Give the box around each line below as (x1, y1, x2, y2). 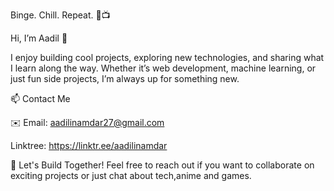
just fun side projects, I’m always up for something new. (10, 73, 240, 84)
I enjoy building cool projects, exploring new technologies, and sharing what (10, 52, 325, 63)
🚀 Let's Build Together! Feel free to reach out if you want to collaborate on (10, 159, 315, 171)
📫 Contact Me (10, 93, 71, 104)
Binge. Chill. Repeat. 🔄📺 (10, 9, 111, 21)
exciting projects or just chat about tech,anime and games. (10, 170, 252, 181)
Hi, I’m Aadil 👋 (10, 32, 68, 44)
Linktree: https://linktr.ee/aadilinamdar (10, 140, 168, 151)
